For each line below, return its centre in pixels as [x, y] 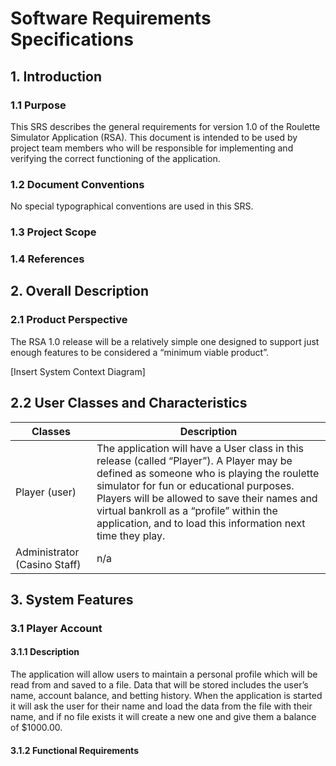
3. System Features [72, 599]
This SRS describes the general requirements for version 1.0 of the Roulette [165, 126]
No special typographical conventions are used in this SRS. [132, 206]
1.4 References [47, 259]
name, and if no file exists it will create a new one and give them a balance [163, 717]
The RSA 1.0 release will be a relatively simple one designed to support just [165, 341]
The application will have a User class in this [200, 448]
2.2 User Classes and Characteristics [129, 403]
